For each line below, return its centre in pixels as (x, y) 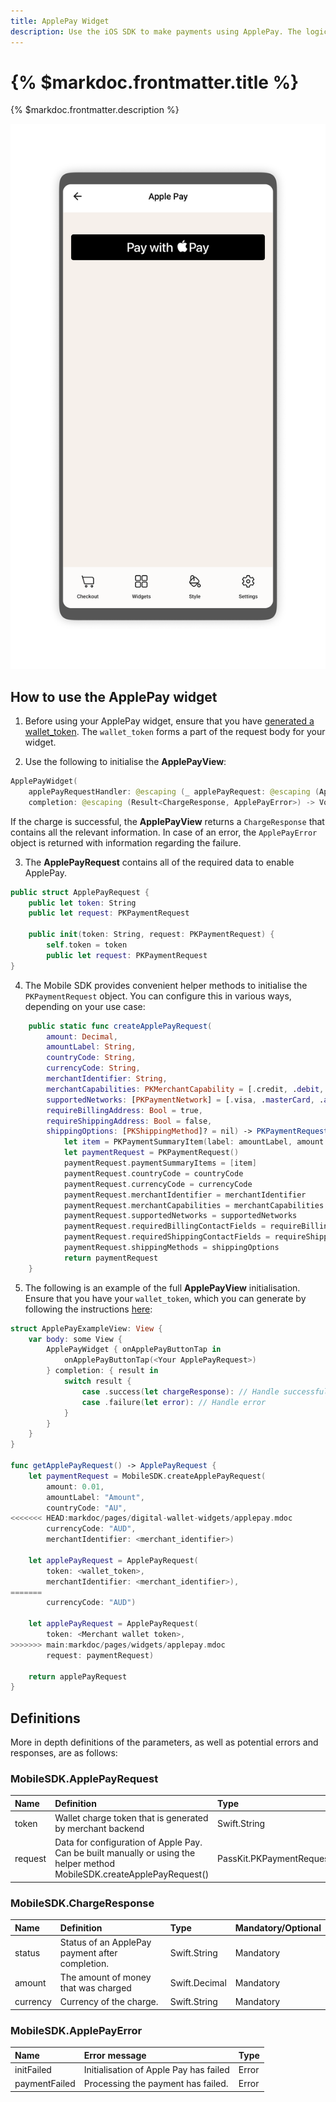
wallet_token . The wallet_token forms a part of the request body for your (175, 732)
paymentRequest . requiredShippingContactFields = (167, 1237)
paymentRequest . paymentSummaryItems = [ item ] (160, 1163)
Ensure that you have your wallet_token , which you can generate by (165, 1298)
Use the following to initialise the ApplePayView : (125, 762)
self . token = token (87, 945)
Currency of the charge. (109, 2002)
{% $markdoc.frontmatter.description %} (95, 110)
